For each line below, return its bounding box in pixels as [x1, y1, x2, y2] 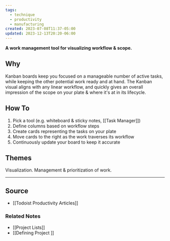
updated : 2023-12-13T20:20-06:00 [5, 31, 76, 36]
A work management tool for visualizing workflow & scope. [5, 45, 133, 51]
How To [5, 104, 30, 113]
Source [5, 186, 29, 195]
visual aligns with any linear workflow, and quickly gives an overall [5, 84, 143, 90]
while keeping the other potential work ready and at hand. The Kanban [5, 78, 152, 84]
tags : [5, 7, 17, 13]
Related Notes [5, 213, 41, 220]
